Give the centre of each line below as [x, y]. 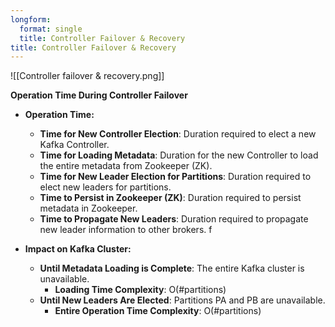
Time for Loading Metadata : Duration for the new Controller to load [179, 155]
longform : [31, 19]
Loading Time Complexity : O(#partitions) [140, 290]
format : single [51, 29]
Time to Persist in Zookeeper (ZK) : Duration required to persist [170, 198]
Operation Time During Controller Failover [99, 95]
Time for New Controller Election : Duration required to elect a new [178, 134]
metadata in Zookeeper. [88, 208]
